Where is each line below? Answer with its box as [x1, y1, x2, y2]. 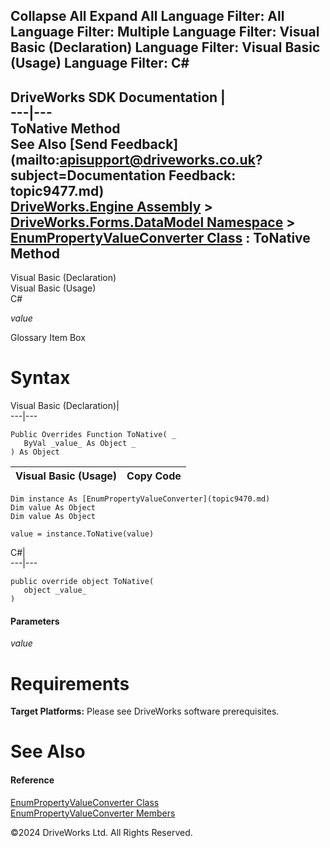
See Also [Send [10, 135, 108, 153]
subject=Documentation [10, 167, 167, 184]
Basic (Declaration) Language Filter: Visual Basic [10, 39, 321, 56]
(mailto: [10, 151, 60, 168]
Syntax [10, 367, 71, 389]
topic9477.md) [10, 182, 105, 199]
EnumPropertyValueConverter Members [10, 807, 176, 819]
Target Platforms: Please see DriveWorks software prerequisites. [10, 705, 280, 718]
